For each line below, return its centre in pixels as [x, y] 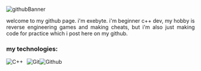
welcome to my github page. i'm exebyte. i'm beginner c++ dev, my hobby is [100, 21]
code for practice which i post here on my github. [67, 33]
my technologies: [32, 49]
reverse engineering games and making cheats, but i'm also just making [100, 27]
